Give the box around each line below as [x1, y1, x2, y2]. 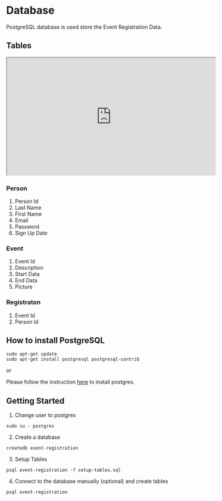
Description [14, 264, 43, 272]
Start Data [14, 271, 40, 278]
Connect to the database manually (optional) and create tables [14, 478, 168, 485]
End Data [14, 277, 37, 284]
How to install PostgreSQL [6, 336, 105, 346]
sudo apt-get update [6, 351, 58, 357]
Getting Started [6, 395, 65, 406]
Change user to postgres [14, 411, 76, 419]
